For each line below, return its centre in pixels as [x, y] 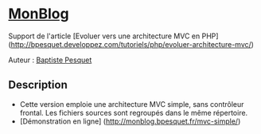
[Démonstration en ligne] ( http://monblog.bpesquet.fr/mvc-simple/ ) [130, 121]
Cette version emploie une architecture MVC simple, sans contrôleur [132, 104]
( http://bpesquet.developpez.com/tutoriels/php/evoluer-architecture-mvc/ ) [131, 44]
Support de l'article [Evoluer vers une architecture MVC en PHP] [113, 36]
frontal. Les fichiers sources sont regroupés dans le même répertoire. [134, 112]
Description [38, 85]
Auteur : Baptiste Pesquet [50, 60]
